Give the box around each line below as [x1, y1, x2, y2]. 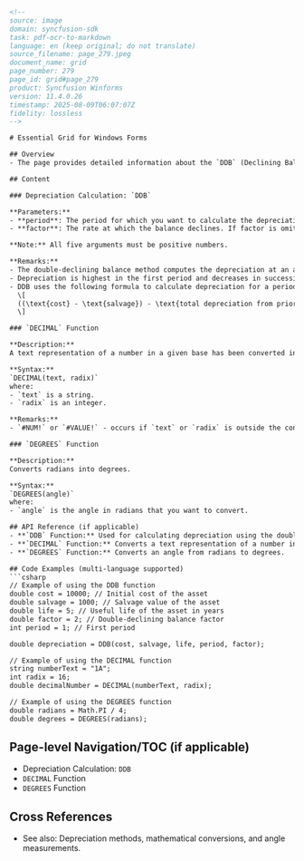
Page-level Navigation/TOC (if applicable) [9, 740, 251, 755]
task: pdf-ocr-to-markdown [9, 33, 111, 42]
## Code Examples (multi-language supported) [9, 564, 184, 574]
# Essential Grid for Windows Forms [9, 133, 147, 143]
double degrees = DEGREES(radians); [9, 714, 147, 723]
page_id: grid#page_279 [9, 75, 100, 84]
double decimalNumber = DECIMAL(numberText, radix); [9, 682, 213, 691]
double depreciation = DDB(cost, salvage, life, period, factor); [9, 639, 265, 649]
